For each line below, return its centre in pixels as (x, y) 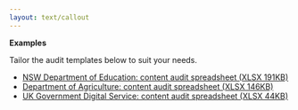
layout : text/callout (50, 17)
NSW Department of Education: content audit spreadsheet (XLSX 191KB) (155, 77)
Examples (28, 43)
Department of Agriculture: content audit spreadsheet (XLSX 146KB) (148, 86)
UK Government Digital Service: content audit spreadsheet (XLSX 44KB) (155, 96)
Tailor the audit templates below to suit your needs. (103, 59)
